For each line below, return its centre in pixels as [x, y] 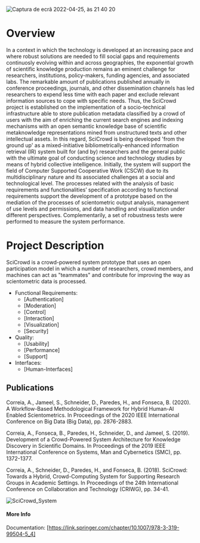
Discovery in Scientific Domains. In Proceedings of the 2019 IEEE [86, 446]
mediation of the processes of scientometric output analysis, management [98, 202]
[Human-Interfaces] [48, 369]
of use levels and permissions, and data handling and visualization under [96, 209]
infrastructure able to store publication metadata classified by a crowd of [96, 113]
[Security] [36, 331]
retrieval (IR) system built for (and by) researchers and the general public [96, 151]
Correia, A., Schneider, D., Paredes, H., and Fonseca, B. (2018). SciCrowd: [97, 470]
